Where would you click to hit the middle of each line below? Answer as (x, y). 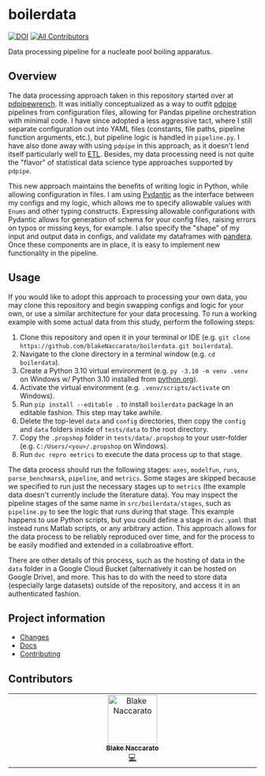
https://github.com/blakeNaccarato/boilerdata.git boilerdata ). (126, 345)
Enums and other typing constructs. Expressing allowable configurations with (132, 211)
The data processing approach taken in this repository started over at (121, 95)
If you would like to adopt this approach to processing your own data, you (128, 296)
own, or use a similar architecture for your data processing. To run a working (132, 314)
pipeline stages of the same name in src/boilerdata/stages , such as (119, 503)
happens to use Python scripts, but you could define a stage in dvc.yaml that (132, 520)
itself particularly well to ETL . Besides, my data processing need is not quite (131, 154)
